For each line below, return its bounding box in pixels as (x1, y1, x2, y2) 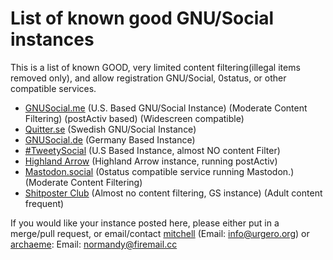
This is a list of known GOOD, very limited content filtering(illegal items (10, 61, 301, 73)
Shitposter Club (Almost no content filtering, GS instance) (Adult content (24, 187, 323, 199)
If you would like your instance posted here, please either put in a (10, 217, 280, 229)
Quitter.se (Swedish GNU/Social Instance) (24, 123, 197, 135)
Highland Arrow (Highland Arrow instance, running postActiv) (24, 155, 278, 167)
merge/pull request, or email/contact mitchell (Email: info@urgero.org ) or (10, 227, 310, 239)
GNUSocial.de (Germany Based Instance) (24, 133, 196, 146)
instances (10, 28, 95, 51)
